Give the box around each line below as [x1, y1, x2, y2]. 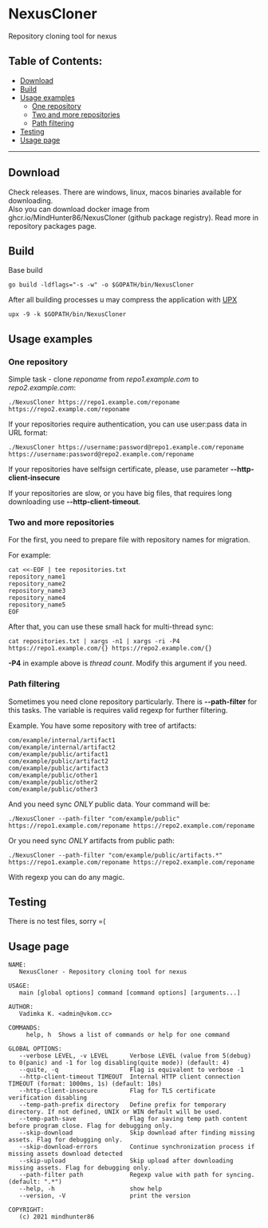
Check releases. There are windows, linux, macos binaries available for [8, 187, 242, 197]
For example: [8, 550, 52, 560]
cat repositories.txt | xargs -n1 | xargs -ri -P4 [8, 638, 180, 646]
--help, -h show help [18, 1185, 162, 1193]
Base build [8, 266, 43, 275]
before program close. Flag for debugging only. [8, 1122, 173, 1130]
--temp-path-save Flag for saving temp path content [18, 1115, 248, 1123]
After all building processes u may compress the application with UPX [8, 295, 238, 305]
